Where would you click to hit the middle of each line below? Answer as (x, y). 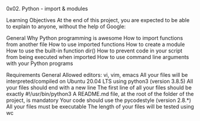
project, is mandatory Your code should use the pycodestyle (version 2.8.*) (99, 100)
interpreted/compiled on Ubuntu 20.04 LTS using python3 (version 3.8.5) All (100, 81)
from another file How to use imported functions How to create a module (96, 44)
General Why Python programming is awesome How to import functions (95, 38)
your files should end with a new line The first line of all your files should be (99, 88)
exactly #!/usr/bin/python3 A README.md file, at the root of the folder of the (100, 94)
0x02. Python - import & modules (47, 9)
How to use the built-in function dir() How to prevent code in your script (94, 51)
